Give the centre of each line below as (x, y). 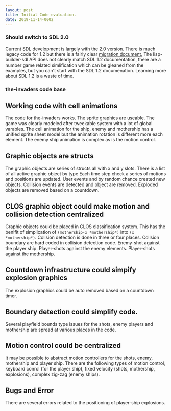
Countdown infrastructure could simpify (71, 270)
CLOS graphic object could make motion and (77, 206)
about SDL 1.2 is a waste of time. (40, 76)
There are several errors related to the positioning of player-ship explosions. (85, 403)
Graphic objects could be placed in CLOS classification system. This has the (86, 227)
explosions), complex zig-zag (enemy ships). (53, 374)
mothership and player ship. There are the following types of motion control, (86, 363)
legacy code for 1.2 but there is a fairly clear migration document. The (79, 54)
